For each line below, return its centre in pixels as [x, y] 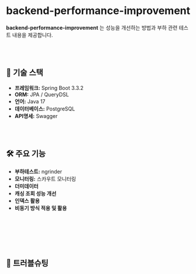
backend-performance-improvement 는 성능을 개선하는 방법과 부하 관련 [92, 27]
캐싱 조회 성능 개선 [35, 193]
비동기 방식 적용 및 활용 [41, 208]
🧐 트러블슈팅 [27, 263]
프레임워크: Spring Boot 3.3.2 [49, 88]
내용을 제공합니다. [32, 35]
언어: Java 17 [30, 101]
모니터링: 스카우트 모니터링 [45, 179]
